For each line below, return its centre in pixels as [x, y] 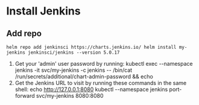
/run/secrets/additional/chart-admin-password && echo [84, 76]
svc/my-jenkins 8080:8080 [70, 96]
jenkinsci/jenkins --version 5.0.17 [74, 52]
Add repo [24, 33]
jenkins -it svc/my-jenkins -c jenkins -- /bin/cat [74, 70]
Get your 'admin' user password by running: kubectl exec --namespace [104, 64]
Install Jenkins [43, 11]
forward [25, 96]
